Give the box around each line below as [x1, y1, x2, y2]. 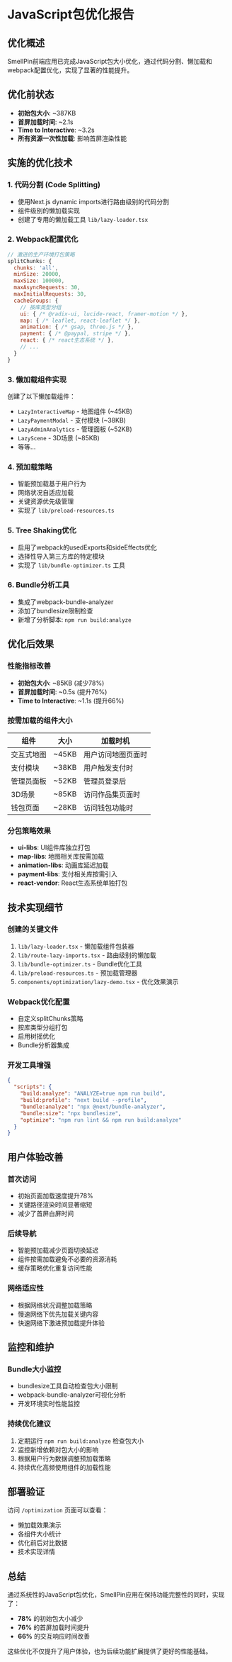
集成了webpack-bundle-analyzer [17, 597, 114, 606]
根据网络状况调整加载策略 [17, 1300, 93, 1309]
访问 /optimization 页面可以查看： [7, 1506, 108, 1515]
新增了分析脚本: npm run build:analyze [17, 615, 132, 624]
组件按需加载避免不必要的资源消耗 [17, 1255, 117, 1264]
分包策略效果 [7, 825, 52, 835]
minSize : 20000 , [13, 271, 62, 278]
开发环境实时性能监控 [17, 1400, 80, 1408]
